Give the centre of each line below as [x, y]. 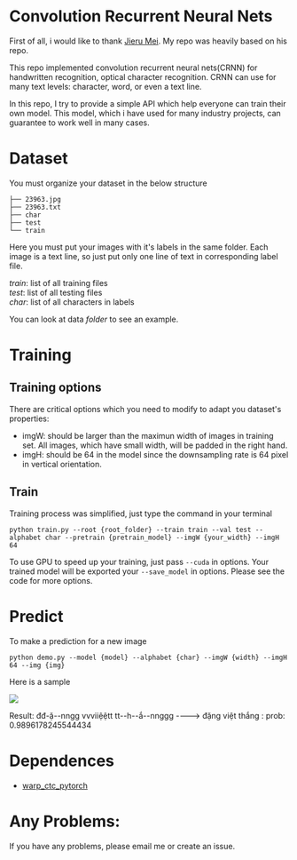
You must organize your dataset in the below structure [108, 183]
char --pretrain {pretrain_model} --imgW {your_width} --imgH [162, 537]
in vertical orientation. [62, 464]
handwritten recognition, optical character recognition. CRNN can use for [143, 76]
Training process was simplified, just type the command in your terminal [141, 514]
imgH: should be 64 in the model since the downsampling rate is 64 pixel [155, 454]
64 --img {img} [37, 665]
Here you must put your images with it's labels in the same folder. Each [139, 247]
